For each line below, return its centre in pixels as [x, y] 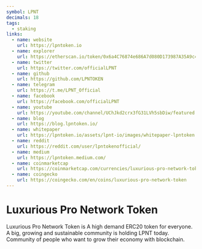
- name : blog [28, 118]
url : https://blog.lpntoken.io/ [57, 124]
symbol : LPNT [23, 12]
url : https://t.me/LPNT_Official [59, 90]
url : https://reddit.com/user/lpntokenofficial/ [79, 146]
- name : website [32, 40]
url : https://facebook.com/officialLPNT [68, 101]
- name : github [31, 74]
